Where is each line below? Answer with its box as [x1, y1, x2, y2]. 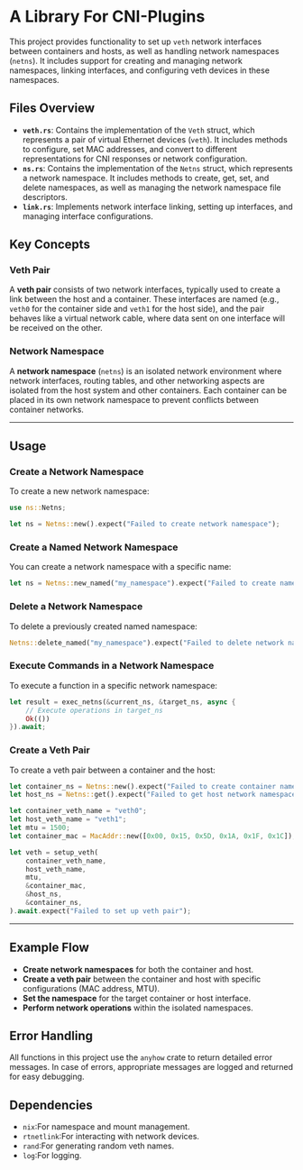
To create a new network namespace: [9, 486, 151, 497]
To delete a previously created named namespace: [9, 620, 198, 632]
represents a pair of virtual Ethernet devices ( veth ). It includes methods [22, 133, 289, 145]
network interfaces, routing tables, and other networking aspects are [9, 375, 265, 386]
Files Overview [9, 101, 96, 116]
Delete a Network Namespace [9, 600, 143, 613]
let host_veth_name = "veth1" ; [9, 815, 127, 824]
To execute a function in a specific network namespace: [9, 680, 218, 690]
